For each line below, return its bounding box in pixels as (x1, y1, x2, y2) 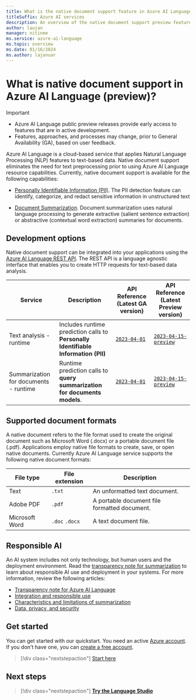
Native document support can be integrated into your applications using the (6, 249, 188, 256)
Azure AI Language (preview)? (6, 89, 157, 103)
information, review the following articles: (6, 575, 106, 582)
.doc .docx (51, 518, 80, 525)
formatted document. (92, 504, 151, 512)
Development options (6, 233, 86, 243)
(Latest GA (116, 299, 148, 308)
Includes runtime (59, 320, 106, 329)
